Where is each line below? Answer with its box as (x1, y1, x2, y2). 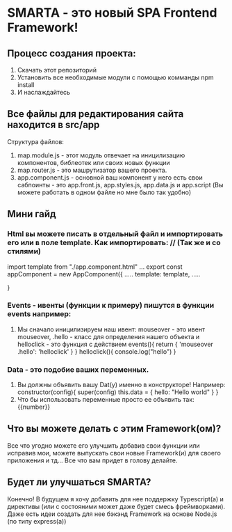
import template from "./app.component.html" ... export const (7, 263, 183, 271)
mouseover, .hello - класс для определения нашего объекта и (17, 332, 200, 341)
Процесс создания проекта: (7, 47, 137, 59)
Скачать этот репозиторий (17, 66, 97, 74)
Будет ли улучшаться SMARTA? (7, 476, 151, 488)
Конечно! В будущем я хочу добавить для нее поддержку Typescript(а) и (7, 494, 224, 503)
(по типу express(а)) (7, 517, 67, 525)
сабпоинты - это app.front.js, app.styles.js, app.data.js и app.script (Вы (17, 180, 224, 189)
